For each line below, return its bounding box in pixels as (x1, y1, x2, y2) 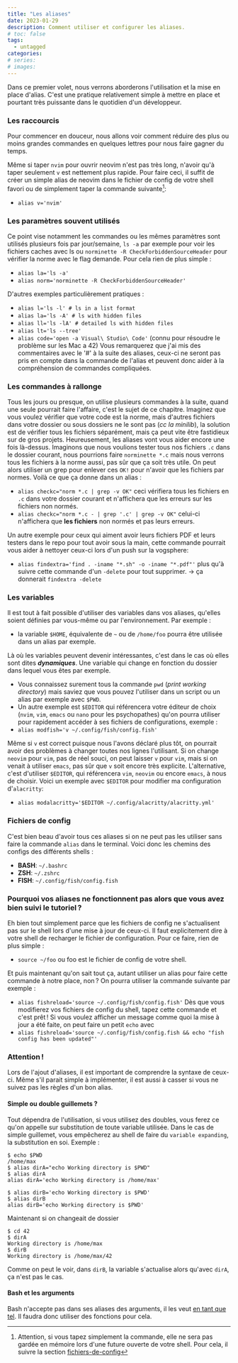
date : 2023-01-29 (7, 17, 59, 24)
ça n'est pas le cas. (7, 1272, 64, 1281)
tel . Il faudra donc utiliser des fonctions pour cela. (7, 1312, 152, 1320)
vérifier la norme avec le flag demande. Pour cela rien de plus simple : (7, 254, 212, 263)
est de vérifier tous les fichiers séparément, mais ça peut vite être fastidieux (7, 428, 229, 437)
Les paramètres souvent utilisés (7, 216, 120, 226)
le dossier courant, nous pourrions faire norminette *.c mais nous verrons (7, 450, 225, 459)
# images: (7, 63, 37, 70)
